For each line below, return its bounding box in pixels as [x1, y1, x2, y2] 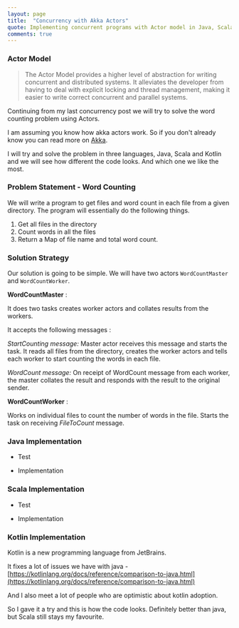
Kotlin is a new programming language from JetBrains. [7, 548, 167, 557]
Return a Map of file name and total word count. [17, 235, 159, 243]
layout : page [7, 10, 46, 18]
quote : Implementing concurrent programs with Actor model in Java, [7, 24, 215, 31]
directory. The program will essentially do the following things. [7, 206, 190, 215]
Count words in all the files [17, 227, 96, 236]
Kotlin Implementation [7, 532, 86, 542]
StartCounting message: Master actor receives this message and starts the [7, 339, 228, 348]
